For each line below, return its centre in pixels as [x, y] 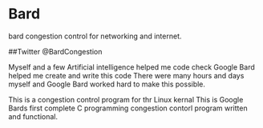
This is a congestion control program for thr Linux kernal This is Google [126, 99]
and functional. [33, 116]
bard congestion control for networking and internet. [95, 36]
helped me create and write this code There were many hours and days [126, 75]
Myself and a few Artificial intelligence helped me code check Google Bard [131, 67]
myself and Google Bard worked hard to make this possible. [107, 84]
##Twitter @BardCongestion [55, 51]
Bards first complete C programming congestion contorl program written [128, 108]
